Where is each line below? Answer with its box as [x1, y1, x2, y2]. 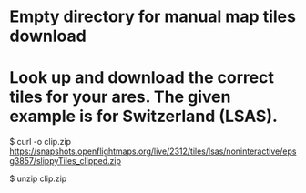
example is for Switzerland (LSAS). [9, 107, 278, 127]
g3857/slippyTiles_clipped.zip [9, 156, 121, 167]
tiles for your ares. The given [9, 86, 231, 107]
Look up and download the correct [9, 67, 275, 88]
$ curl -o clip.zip [9, 137, 71, 147]
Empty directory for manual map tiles [9, 6, 296, 27]
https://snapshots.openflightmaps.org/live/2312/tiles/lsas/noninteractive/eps [9, 146, 297, 157]
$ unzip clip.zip [9, 173, 67, 184]
